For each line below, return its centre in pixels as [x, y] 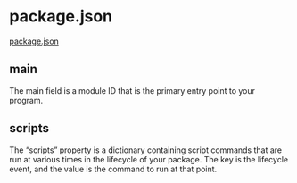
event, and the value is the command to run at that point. [113, 169]
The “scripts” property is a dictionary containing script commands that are [146, 150]
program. [26, 100]
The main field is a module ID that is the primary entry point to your [132, 90]
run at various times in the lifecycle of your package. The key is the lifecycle [148, 159]
